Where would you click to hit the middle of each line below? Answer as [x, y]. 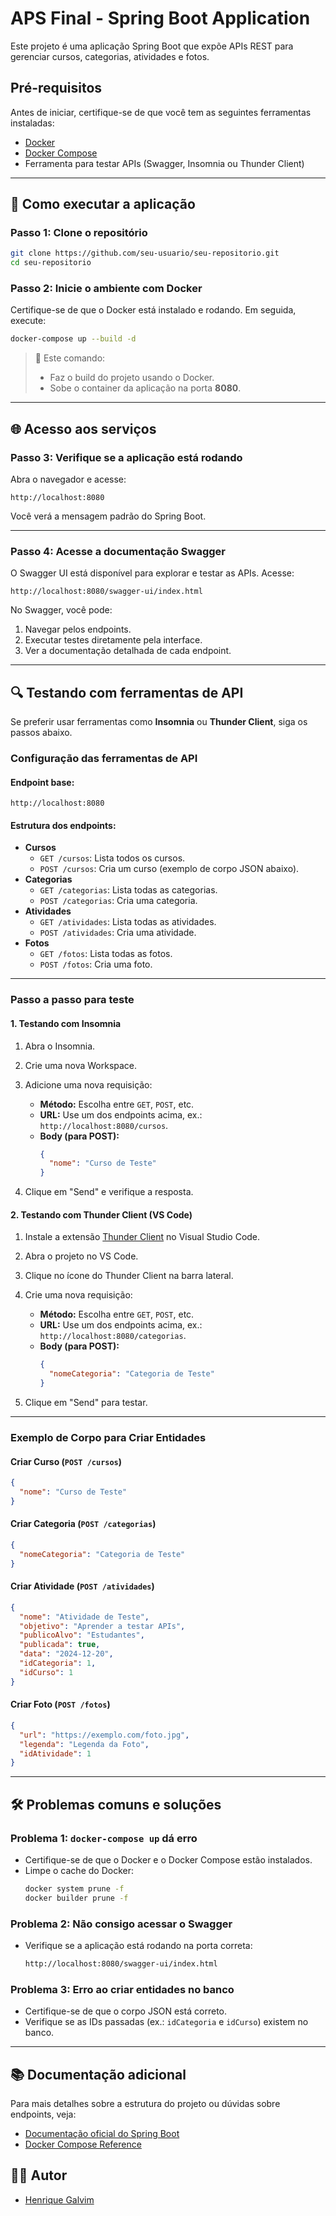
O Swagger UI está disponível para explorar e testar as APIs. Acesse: [152, 573]
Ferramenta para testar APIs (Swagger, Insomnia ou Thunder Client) [164, 163]
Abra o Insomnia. [60, 1046]
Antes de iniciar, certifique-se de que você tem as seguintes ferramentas [161, 112]
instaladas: [32, 123]
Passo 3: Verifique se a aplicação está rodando [126, 457]
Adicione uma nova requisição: [88, 1084]
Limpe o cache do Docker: [79, 1870]
